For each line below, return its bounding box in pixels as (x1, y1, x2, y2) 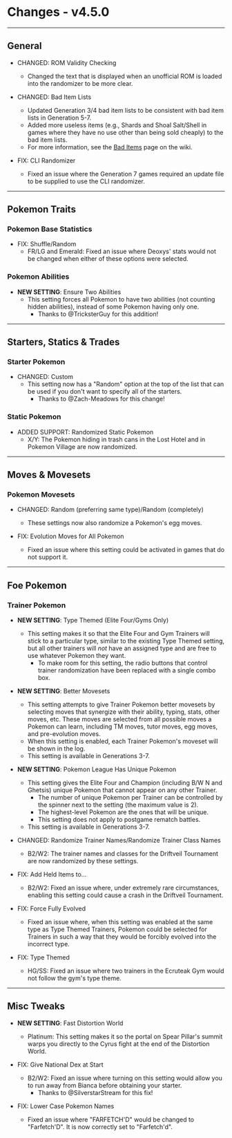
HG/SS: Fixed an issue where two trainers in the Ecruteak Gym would (27, 966, 224, 975)
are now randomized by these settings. (27, 857, 139, 865)
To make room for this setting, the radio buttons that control (37, 659, 208, 668)
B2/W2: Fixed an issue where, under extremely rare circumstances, (27, 883, 220, 892)
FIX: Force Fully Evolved (17, 904, 86, 913)
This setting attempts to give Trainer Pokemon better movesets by (27, 700, 215, 709)
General (7, 40, 43, 52)
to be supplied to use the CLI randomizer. (27, 177, 145, 185)
